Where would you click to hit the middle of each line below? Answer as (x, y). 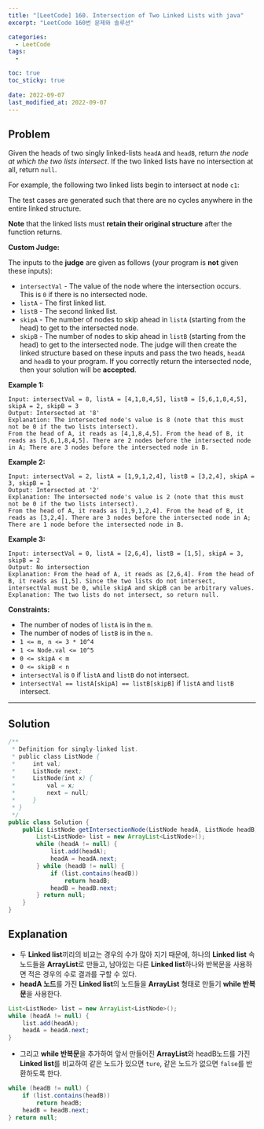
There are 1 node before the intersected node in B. (96, 525)
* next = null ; (50, 793)
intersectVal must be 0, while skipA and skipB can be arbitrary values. (132, 588)
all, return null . (33, 170)
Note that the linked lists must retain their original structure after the (120, 224)
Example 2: (27, 462)
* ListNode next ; (47, 771)
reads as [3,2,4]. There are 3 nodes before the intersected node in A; (130, 518)
